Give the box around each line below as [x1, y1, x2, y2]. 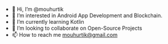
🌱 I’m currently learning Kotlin [11, 18, 84, 25]
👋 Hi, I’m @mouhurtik [11, 6, 64, 12]
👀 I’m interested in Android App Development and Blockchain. [11, 12, 163, 19]
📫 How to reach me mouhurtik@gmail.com [11, 32, 118, 38]
